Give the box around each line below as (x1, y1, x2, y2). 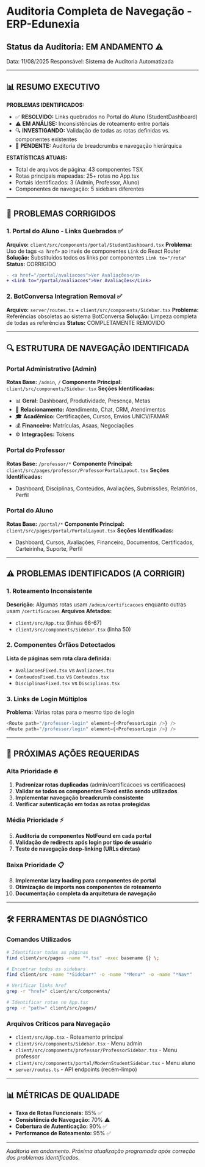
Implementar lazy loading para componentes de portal (15, 877, 156, 884)
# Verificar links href (6, 983, 67, 989)
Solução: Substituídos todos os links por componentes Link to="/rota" (6, 253, 187, 261)
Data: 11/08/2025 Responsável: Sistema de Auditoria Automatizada (6, 58, 174, 65)
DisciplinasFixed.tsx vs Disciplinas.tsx (15, 679, 120, 686)
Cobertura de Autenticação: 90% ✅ (15, 1122, 108, 1130)
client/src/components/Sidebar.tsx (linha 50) (15, 625, 131, 633)
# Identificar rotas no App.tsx (6, 1000, 88, 1006)
